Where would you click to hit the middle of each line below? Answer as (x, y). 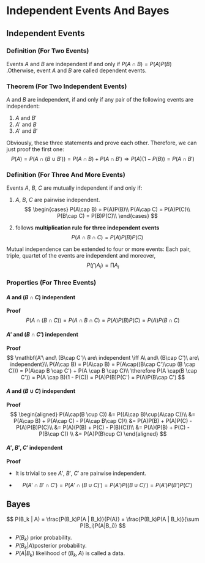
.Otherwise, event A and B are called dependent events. (76, 70)
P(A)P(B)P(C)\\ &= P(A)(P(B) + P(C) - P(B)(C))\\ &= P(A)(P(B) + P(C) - (103, 427)
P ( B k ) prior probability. (43, 538)
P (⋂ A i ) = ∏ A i (103, 266)
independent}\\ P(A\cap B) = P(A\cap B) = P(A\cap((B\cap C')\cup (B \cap (103, 364)
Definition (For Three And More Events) (66, 175)
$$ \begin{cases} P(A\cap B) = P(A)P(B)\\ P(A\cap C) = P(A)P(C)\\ (107, 209)
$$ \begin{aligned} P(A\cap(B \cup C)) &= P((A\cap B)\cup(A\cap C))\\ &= (103, 414)
